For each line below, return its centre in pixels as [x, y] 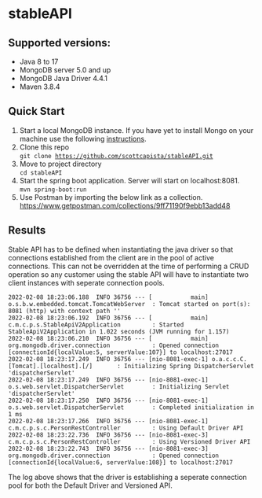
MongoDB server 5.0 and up [65, 70]
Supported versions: [60, 43]
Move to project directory [60, 164]
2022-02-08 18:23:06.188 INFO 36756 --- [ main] [109, 297]
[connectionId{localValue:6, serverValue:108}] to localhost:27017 [121, 462]
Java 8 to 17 [39, 61]
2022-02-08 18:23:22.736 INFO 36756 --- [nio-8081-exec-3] [109, 435]
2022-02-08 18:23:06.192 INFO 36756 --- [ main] [109, 318]
